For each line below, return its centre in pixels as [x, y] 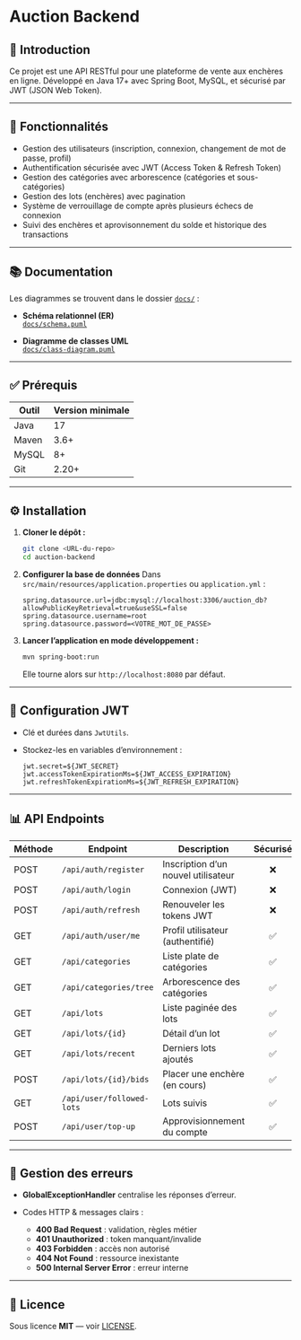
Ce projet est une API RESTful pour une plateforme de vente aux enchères [146, 71]
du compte [185, 1132]
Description [203, 848]
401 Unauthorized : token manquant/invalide [118, 1239]
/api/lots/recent [99, 1053]
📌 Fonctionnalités [59, 127]
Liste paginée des [200, 1007]
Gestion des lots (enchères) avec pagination [104, 196]
